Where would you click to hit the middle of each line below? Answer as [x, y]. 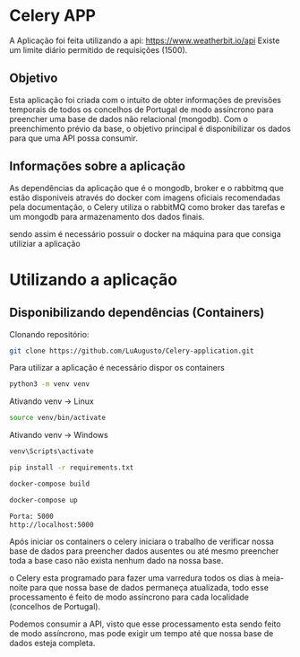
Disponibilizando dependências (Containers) [137, 313]
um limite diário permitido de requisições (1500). [99, 49]
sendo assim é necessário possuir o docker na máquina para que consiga [146, 233]
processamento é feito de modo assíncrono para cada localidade [129, 597]
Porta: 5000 [31, 516]
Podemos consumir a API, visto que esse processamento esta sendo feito [145, 624]
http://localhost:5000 [51, 525]
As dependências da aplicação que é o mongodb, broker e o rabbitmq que [146, 188]
